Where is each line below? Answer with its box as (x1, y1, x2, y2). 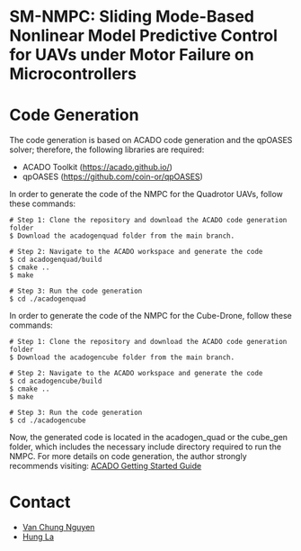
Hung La (22, 531, 55, 542)
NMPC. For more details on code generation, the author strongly (9, 451, 247, 462)
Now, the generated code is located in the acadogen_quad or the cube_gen (9, 432, 288, 443)
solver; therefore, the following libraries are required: (9, 144, 205, 155)
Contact (9, 492, 71, 512)
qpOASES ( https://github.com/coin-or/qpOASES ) (22, 171, 204, 182)
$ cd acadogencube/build (9, 376, 102, 386)
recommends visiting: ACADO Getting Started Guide (9, 461, 202, 472)
